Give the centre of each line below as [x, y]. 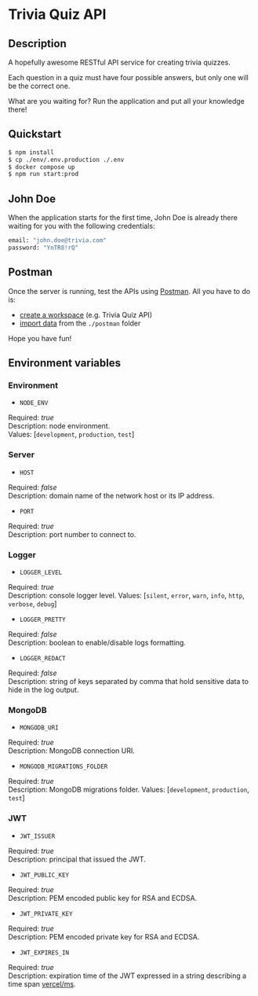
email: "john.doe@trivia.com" [58, 241]
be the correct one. [39, 86]
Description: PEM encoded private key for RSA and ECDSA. [104, 936]
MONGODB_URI [39, 728]
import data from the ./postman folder [80, 323]
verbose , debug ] [33, 604]
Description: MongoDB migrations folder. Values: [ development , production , [129, 790]
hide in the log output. [44, 689]
